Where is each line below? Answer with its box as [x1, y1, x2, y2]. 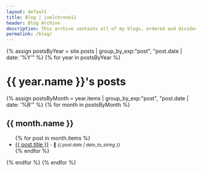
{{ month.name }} [6, 118, 74, 129]
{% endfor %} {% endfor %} [6, 158, 76, 166]
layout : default [6, 8, 47, 15]
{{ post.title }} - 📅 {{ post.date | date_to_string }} [14, 140, 120, 148]
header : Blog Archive [6, 20, 61, 26]
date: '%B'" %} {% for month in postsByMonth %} [6, 101, 130, 109]
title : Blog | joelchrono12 [6, 14, 77, 20]
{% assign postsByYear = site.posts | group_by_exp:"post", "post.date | [6, 47, 182, 55]
